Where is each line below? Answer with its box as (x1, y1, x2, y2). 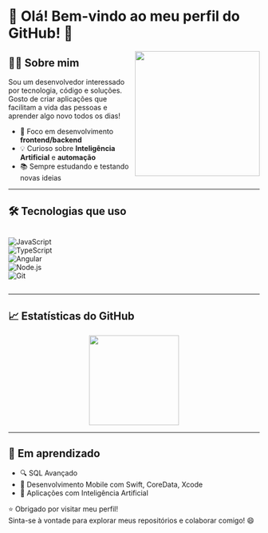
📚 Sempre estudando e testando (19, 161, 129, 171)
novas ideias (19, 173, 61, 182)
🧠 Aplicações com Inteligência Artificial (19, 488, 149, 498)
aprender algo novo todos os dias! (8, 111, 121, 121)
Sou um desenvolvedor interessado (8, 78, 125, 86)
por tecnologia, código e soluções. (8, 86, 122, 95)
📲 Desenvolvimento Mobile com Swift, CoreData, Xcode (19, 479, 203, 490)
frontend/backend (19, 135, 82, 145)
